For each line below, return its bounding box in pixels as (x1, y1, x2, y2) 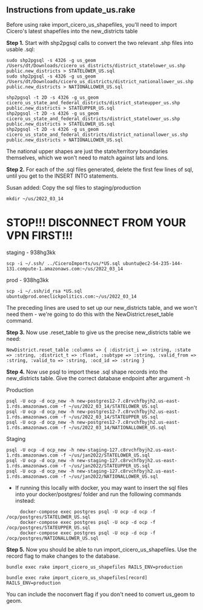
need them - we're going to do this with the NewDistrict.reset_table (6, 310, 174, 318)
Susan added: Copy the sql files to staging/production (6, 184, 141, 191)
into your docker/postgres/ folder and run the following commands (15, 491, 182, 498)
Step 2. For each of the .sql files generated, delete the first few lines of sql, (6, 166, 194, 173)
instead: (15, 497, 36, 504)
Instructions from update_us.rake (6, 5, 136, 15)
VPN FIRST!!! (6, 229, 73, 242)
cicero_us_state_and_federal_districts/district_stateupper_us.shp (6, 99, 181, 106)
